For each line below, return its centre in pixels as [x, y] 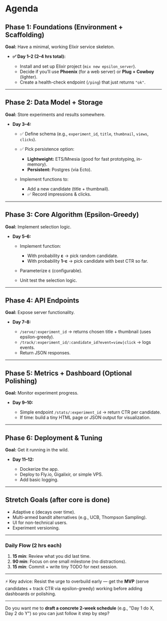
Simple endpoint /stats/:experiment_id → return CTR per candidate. [90, 412]
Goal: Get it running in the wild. [37, 450]
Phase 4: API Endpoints [42, 301]
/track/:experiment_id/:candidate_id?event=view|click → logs [85, 342]
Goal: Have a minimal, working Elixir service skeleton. [60, 47]
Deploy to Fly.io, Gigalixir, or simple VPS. [61, 474]
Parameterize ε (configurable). [51, 270]
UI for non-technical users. [40, 522]
